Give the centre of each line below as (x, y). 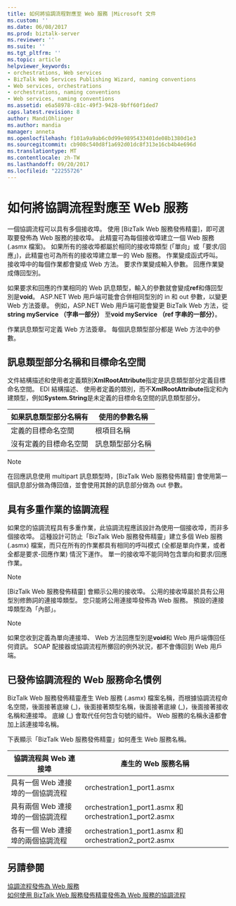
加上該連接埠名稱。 (35, 724)
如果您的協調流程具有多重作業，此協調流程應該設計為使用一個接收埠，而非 (115, 528)
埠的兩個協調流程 (39, 841)
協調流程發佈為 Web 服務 (43, 886)
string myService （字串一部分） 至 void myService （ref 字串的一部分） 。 (114, 314)
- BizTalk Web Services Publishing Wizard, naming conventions (102, 79)
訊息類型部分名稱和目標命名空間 (77, 362)
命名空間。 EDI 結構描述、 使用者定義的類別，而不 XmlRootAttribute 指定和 (115, 389)
